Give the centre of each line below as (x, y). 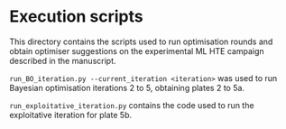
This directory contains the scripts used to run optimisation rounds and (141, 41)
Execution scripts (77, 17)
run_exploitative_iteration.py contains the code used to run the (132, 105)
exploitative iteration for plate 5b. (71, 115)
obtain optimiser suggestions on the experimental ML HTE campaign (137, 51)
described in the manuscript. (63, 60)
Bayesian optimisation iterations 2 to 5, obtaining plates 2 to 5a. (127, 88)
